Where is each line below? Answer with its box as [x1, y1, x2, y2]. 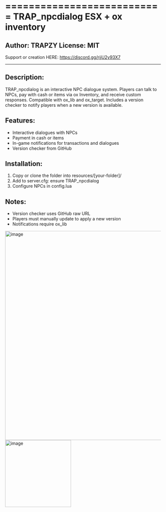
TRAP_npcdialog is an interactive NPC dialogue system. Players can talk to [5, 86, 157, 92]
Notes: [5, 197, 26, 206]
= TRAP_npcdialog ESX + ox [5, 11, 123, 22]
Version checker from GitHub [12, 145, 72, 151]
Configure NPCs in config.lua [12, 183, 72, 189]
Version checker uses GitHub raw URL [12, 211, 90, 216]
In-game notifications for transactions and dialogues [12, 140, 120, 146]
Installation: [5, 160, 43, 168]
